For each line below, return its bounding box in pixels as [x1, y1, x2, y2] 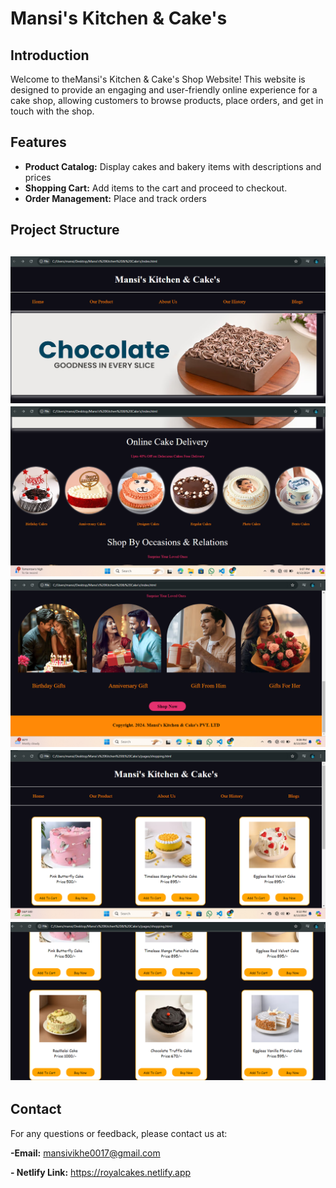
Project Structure [10, 222, 120, 239]
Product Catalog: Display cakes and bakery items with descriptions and [24, 160, 322, 172]
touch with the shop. [10, 105, 95, 117]
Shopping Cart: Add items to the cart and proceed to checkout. [24, 182, 288, 194]
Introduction [10, 47, 90, 64]
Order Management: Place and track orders [24, 192, 207, 204]
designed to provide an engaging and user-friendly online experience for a [10, 84, 318, 96]
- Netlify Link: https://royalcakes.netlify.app [10, 1166, 192, 1178]
